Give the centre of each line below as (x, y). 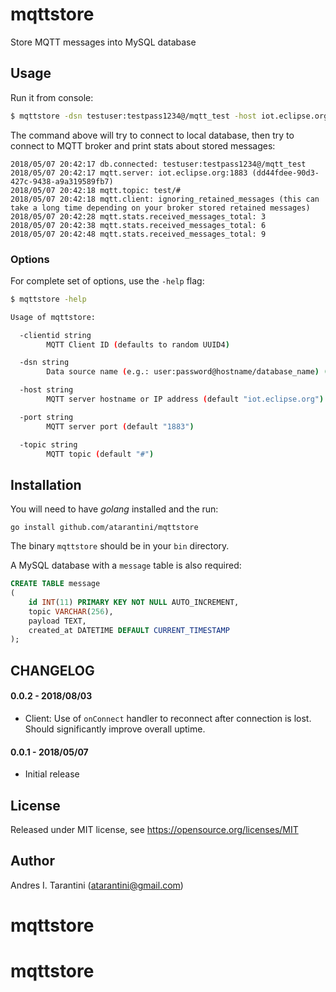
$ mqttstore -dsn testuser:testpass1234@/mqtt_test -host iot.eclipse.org (169, 116)
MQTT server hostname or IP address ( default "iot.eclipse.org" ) (185, 399)
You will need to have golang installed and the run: (114, 509)
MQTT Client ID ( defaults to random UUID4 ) (138, 344)
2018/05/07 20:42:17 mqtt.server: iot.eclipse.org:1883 (129, 173)
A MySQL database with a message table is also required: (126, 565)
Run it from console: (52, 97)
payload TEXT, (57, 621)
